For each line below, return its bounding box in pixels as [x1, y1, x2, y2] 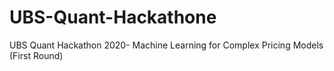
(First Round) [9, 49, 64, 61]
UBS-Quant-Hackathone [9, 6, 217, 29]
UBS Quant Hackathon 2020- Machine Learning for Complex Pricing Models [9, 39, 324, 51]
